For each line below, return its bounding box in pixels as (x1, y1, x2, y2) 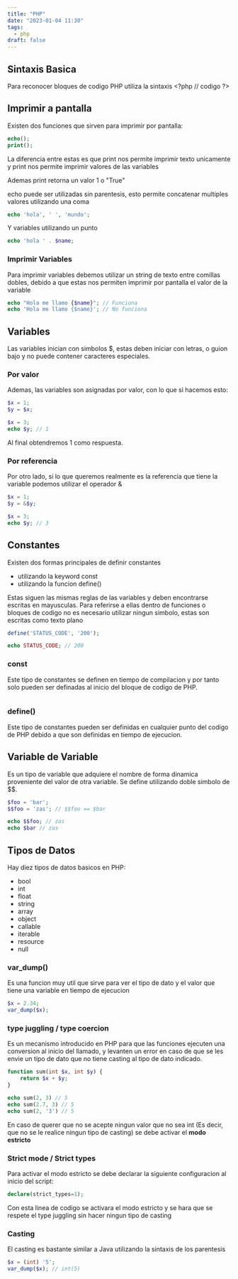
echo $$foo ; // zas (7, 818, 65, 825)
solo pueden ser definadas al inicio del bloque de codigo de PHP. (7, 682, 198, 691)
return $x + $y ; (20, 1075, 69, 1082)
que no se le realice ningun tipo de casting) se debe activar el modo (7, 1128, 207, 1136)
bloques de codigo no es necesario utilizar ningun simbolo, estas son (7, 608, 210, 616)
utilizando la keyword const (17, 572, 98, 580)
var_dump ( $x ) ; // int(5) (7, 1265, 81, 1272)
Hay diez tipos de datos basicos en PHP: (7, 863, 126, 871)
